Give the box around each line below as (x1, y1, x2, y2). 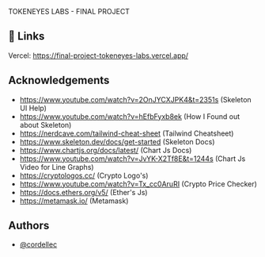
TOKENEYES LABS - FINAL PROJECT (8, 7, 131, 16)
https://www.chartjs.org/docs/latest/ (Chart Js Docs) (19, 145, 192, 155)
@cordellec (19, 240, 58, 249)
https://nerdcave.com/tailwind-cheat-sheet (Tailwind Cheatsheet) (19, 128, 234, 138)
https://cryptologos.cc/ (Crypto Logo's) (19, 171, 149, 180)
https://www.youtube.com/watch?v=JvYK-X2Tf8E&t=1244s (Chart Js (19, 154, 246, 163)
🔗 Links (8, 29, 45, 43)
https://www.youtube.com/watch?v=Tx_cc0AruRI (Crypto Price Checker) (19, 178, 257, 189)
